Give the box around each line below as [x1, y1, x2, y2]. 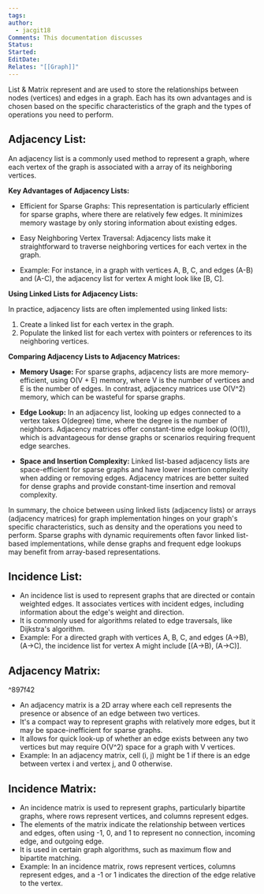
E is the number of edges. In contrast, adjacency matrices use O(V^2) [19, 384, 246, 393]
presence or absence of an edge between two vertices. [19, 708, 200, 719]
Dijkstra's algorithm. [19, 625, 85, 634]
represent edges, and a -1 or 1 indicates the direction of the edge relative [19, 870, 256, 879]
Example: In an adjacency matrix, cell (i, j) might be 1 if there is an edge [19, 751, 251, 761]
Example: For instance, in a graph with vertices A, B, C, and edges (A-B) [19, 265, 254, 275]
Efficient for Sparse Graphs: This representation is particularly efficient [19, 201, 250, 210]
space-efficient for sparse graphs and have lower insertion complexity [19, 464, 248, 474]
